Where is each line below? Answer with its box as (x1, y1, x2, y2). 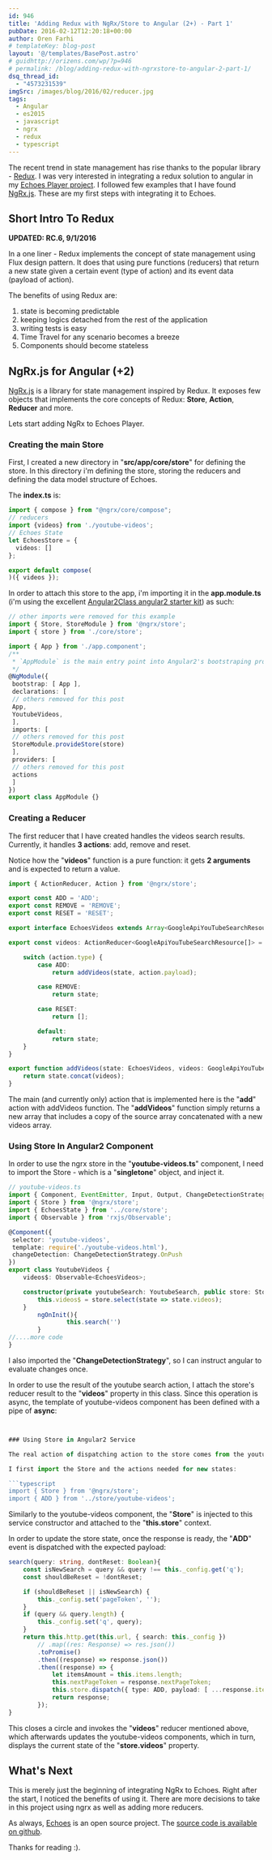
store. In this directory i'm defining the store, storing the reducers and (8, 466, 241, 476)
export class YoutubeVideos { (8, 1266, 111, 1274)
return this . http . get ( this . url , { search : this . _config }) (23, 1633, 227, 1642)
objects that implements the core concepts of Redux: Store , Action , (8, 394, 235, 404)
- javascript (15, 118, 60, 126)
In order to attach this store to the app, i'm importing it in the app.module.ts (8, 588, 261, 598)
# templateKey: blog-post (8, 42, 96, 50)
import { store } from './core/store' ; (8, 628, 143, 636)
